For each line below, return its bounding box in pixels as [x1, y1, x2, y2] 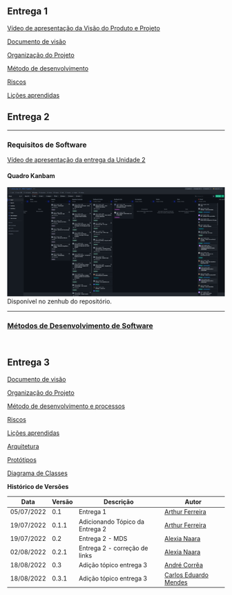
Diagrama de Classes [7, 469, 68, 477]
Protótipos [7, 455, 37, 463]
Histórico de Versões [7, 482, 69, 490]
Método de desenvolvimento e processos [7, 402, 126, 410]
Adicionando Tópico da [78, 517, 145, 526]
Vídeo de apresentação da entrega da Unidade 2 [7, 155, 146, 163]
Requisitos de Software [7, 140, 87, 150]
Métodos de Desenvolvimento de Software [7, 321, 153, 330]
